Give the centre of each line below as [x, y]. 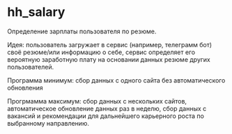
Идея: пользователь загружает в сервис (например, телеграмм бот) [110, 44]
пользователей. [31, 67]
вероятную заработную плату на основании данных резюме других [109, 59]
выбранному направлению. [48, 123]
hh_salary [36, 12]
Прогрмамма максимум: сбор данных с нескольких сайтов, [97, 101]
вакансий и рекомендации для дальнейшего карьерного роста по [106, 116]
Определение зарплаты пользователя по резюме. [82, 31]
